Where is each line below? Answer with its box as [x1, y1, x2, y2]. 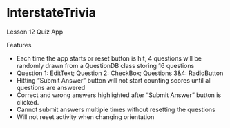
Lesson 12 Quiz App [6, 28, 64, 36]
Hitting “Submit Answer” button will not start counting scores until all [16, 76, 212, 84]
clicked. [16, 98, 39, 106]
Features [6, 41, 32, 49]
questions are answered [16, 83, 86, 92]
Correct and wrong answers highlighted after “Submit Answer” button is [16, 91, 222, 99]
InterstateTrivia [6, 5, 97, 21]
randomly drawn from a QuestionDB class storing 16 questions [16, 61, 195, 70]
